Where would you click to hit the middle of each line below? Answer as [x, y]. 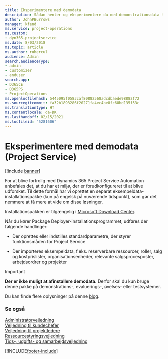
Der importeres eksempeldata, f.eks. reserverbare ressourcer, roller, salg [87, 251]
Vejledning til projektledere [33, 330]
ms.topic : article [24, 47]
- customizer [19, 71]
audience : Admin [22, 56]
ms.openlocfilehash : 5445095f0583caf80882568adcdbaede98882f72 [72, 98]
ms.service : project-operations [39, 29]
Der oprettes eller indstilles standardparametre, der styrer [72, 236]
